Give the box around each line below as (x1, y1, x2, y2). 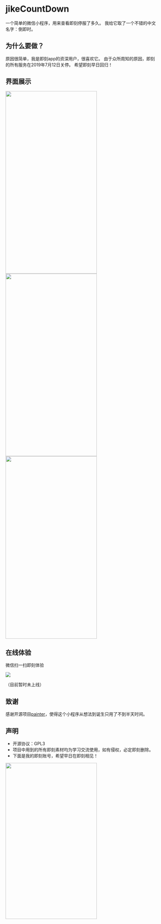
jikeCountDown (5, 3, 70, 15)
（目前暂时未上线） (5, 682, 44, 687)
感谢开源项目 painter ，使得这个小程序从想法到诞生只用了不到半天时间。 (5, 711, 148, 717)
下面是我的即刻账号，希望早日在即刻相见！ (12, 753, 98, 758)
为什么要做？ (5, 42, 44, 50)
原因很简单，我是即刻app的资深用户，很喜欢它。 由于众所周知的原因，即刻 (5, 55, 155, 61)
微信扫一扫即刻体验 (5, 662, 44, 668)
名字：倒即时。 (5, 26, 36, 32)
